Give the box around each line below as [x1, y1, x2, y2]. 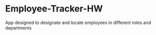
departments [5, 24, 31, 30]
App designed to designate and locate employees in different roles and [5, 19, 151, 25]
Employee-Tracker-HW [5, 3, 103, 14]
